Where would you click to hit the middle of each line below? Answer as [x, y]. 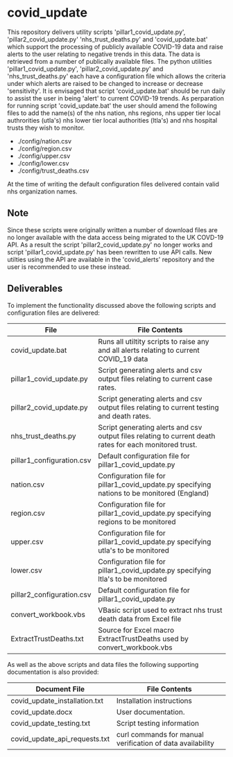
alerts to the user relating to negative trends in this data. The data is [104, 54]
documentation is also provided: [53, 672]
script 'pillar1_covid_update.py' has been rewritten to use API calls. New [110, 252]
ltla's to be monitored [133, 579]
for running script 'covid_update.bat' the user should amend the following [112, 105]
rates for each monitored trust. [148, 444]
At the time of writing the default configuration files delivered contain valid [113, 184]
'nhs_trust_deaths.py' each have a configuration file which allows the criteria [116, 76]
